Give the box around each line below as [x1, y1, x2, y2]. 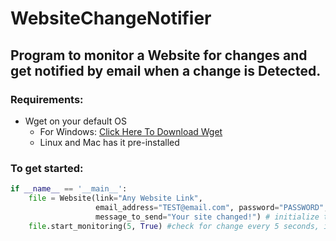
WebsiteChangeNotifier [10, 7, 212, 30]
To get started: [10, 161, 84, 175]
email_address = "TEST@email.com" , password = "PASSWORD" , [95, 202, 329, 212]
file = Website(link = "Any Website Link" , [28, 193, 203, 204]
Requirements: [10, 92, 84, 106]
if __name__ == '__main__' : [10, 184, 128, 194]
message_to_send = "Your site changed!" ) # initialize [95, 212, 320, 222]
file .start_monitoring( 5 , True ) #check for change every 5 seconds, [28, 221, 320, 231]
